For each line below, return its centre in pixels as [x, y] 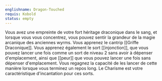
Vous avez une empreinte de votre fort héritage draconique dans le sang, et [81, 32]
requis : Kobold [20, 14]
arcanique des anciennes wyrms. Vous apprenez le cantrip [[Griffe [72, 43]
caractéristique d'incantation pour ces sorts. [50, 74]
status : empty [20, 18]
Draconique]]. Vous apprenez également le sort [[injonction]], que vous [77, 48]
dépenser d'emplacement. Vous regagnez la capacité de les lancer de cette [81, 63]
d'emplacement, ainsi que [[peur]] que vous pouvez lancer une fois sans [78, 58]
